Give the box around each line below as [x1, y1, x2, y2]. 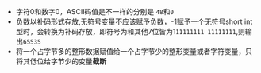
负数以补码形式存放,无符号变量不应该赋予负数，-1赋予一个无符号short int [15, 17, 253, 26]
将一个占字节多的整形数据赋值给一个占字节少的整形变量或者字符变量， [15, 47, 246, 56]
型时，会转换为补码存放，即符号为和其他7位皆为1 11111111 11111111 [15, 27, 236, 36]
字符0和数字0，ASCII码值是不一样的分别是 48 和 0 [15, 7, 175, 16]
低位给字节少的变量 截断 [29, 56, 107, 66]
